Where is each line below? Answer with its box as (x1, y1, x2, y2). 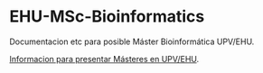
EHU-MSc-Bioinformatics (9, 6, 205, 27)
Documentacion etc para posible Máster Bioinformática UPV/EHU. (9, 36, 255, 47)
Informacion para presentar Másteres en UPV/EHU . (9, 53, 200, 64)
